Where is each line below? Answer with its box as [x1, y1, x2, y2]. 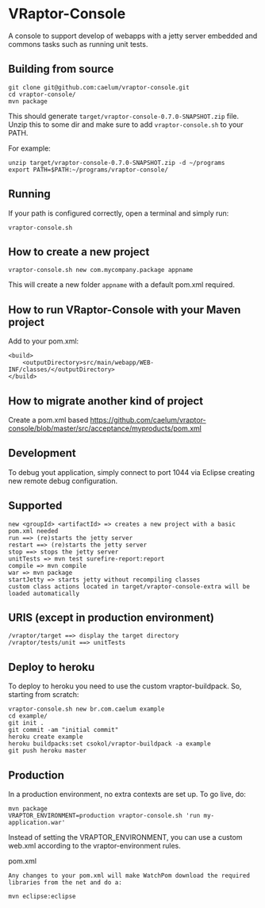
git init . [8, 719, 44, 727]
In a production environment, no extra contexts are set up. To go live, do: [8, 790, 246, 799]
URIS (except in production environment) [8, 611, 214, 625]
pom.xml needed [8, 527, 59, 535]
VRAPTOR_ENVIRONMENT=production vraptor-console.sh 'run [8, 812, 201, 820]
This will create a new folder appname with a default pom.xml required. [8, 280, 236, 289]
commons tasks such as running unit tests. [8, 39, 148, 48]
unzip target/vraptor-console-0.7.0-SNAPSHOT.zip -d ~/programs [8, 159, 225, 167]
